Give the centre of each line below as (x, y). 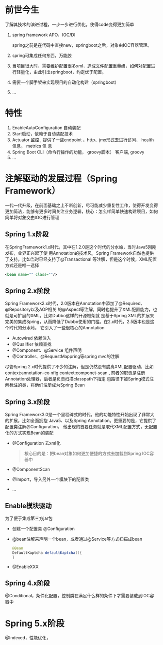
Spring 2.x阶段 (27, 291)
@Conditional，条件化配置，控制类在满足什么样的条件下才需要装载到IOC (77, 596)
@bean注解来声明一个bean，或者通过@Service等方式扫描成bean (77, 539)
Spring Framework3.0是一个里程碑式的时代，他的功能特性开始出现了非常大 (80, 415)
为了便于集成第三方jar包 (29, 518)
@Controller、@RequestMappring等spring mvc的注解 (66, 357)
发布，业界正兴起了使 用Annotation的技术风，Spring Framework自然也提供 (80, 253)
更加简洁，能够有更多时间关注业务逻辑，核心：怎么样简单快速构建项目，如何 (81, 211)
